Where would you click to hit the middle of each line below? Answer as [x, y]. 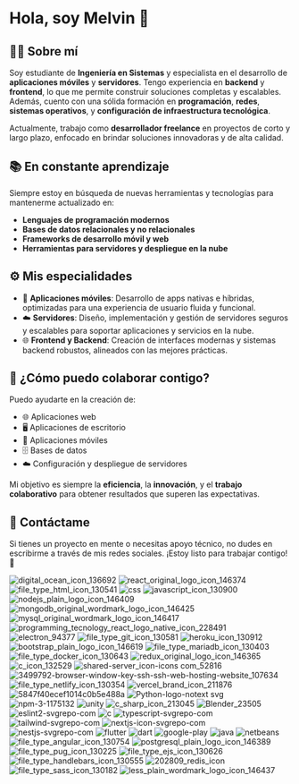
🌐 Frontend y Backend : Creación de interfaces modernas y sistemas [149, 340]
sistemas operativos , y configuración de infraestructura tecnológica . [140, 111]
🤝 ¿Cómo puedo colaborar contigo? [109, 378]
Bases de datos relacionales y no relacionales [108, 229]
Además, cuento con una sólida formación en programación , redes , [135, 101]
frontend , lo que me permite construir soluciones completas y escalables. [145, 92]
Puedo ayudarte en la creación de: [73, 400]
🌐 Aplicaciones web [59, 417]
